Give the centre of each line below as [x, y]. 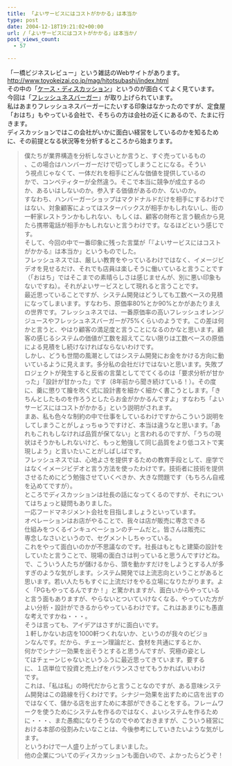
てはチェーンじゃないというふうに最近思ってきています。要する [115, 660]
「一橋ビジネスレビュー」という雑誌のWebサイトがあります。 [95, 73]
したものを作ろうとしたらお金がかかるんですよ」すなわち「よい [134, 399]
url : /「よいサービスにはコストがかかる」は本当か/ [72, 33]
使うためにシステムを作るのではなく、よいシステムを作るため [130, 712]
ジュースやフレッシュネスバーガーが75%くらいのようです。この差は [121, 321]
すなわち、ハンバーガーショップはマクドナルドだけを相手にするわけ [121, 199]
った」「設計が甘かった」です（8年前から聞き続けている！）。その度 [120, 382]
